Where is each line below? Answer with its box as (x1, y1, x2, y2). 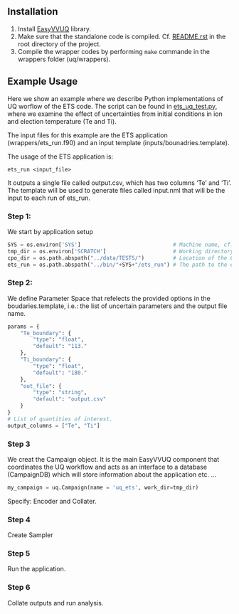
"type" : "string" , (33, 389, 87, 396)
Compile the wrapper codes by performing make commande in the (17, 47, 211, 55)
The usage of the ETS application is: (7, 152, 114, 161)
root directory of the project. (17, 39, 102, 48)
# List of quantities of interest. (7, 415, 113, 423)
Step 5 (7, 549, 31, 559)
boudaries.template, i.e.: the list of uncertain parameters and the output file (7, 302, 228, 310)
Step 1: (7, 211, 31, 221)
